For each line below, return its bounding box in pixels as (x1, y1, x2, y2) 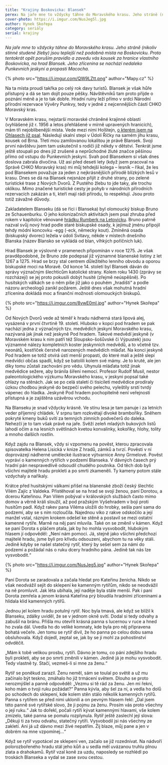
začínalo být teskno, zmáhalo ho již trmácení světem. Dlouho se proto (5, 675, 148, 681)
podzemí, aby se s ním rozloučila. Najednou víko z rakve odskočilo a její (5, 510, 153, 515)
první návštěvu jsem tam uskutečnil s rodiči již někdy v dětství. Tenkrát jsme (5, 143, 162, 148)
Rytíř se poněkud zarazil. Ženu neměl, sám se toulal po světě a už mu (5, 670, 148, 676)
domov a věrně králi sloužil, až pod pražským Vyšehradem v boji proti (5, 499, 149, 505)
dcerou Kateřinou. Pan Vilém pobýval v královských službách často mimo (5, 494, 156, 499)
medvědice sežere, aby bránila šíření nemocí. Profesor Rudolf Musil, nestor (5, 368, 160, 374)
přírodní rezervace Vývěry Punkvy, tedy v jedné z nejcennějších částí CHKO (5, 101, 161, 107)
